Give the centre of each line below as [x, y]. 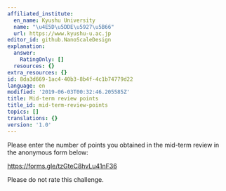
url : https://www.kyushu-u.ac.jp [62, 33]
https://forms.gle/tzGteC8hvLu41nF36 [62, 166]
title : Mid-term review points [53, 99]
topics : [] [23, 112]
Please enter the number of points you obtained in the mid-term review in [113, 145]
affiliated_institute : [40, 14]
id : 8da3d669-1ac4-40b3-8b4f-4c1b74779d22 [70, 79]
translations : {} [33, 118]
